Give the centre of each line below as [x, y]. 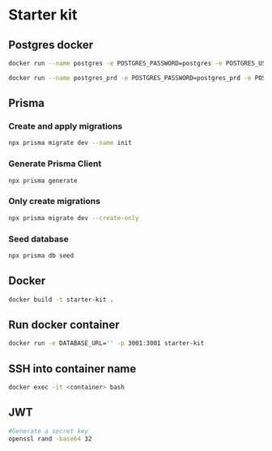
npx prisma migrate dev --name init [70, 143]
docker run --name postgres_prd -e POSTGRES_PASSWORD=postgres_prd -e [130, 78]
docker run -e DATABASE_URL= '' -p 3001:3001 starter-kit [106, 343]
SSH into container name [72, 369]
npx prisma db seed [41, 255]
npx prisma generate [43, 181]
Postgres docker [51, 45]
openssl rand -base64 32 [50, 439]
